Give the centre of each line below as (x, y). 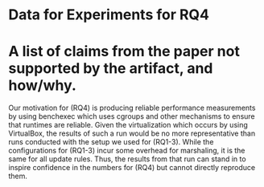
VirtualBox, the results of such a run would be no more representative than (132, 133)
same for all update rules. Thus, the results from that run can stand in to (128, 159)
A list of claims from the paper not (124, 52)
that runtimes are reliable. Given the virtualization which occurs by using (128, 125)
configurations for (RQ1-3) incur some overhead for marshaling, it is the (127, 151)
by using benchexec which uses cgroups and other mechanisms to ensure (132, 116)
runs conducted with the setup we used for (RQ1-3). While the (111, 142)
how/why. (42, 85)
